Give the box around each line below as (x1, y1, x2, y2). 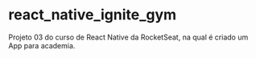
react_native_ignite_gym (8, 6, 177, 24)
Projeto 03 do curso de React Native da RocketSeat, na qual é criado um (8, 32, 249, 42)
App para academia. (8, 40, 76, 50)
